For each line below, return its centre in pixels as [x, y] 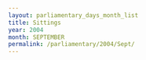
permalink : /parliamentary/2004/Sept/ [71, 44]
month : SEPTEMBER [36, 37]
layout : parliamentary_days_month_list [73, 15]
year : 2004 [26, 30]
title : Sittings [35, 23]
